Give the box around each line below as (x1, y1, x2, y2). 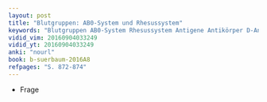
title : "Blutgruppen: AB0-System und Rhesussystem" (8, 19, 183, 27)
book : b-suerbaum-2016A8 (8, 56, 91, 64)
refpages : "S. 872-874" (8, 63, 87, 71)
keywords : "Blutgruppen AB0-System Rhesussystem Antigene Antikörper (8, 26, 244, 34)
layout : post (8, 11, 52, 20)
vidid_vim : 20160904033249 (8, 33, 98, 42)
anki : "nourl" (8, 48, 56, 56)
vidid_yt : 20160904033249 (8, 41, 94, 49)
